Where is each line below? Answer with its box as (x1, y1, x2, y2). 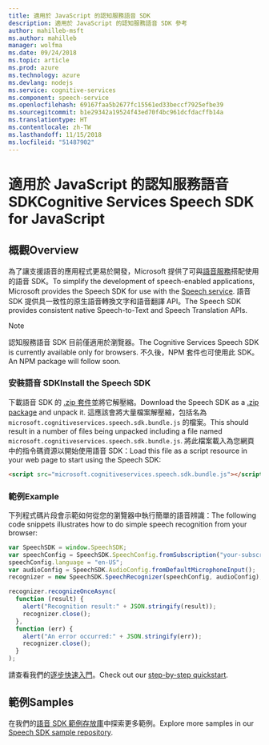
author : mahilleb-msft (8, 26, 84, 34)
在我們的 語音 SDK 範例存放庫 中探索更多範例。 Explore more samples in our (8, 718, 255, 728)
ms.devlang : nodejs (8, 78, 74, 86)
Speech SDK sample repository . (8, 727, 114, 737)
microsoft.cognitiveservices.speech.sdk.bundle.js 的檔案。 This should (8, 417, 249, 427)
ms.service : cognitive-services (8, 86, 116, 94)
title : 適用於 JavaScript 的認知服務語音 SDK (8, 11, 151, 20)
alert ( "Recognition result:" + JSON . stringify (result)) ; (22, 603, 217, 611)
